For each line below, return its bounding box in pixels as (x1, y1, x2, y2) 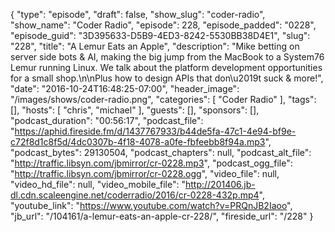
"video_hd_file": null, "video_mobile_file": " (10, 179, 186, 190)
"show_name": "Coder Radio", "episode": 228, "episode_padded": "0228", (10, 19, 317, 31)
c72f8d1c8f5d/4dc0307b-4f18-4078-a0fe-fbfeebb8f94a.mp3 (10, 136, 266, 148)
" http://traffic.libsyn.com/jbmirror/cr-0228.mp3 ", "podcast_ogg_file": (10, 157, 293, 169)
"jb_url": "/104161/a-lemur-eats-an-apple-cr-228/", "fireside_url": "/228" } (10, 210, 314, 222)
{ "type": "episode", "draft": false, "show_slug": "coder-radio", (10, 9, 266, 20)
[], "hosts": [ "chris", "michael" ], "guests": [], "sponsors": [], (10, 104, 260, 116)
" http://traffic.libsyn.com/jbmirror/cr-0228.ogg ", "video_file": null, (10, 168, 280, 179)
